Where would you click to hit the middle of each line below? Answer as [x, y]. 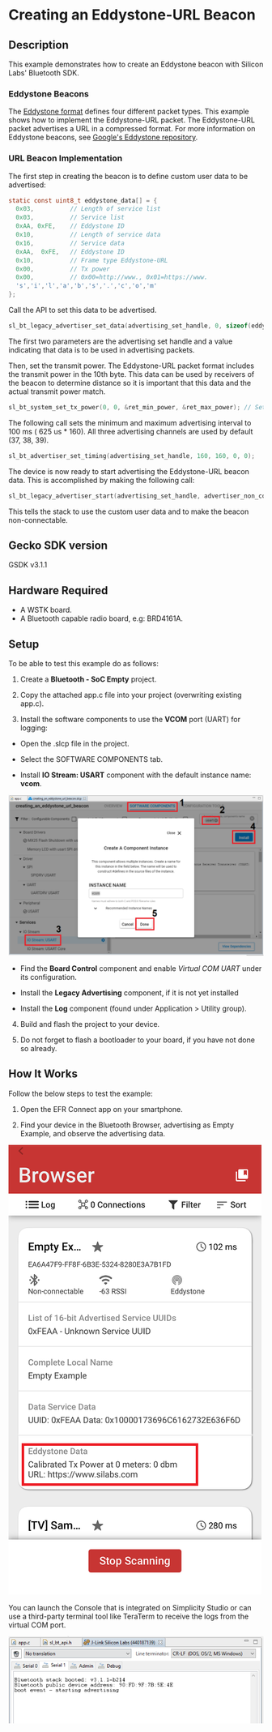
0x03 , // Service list [70, 218]
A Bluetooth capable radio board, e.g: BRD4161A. [102, 618]
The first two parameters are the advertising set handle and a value [121, 341]
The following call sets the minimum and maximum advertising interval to [130, 422]
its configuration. [48, 977]
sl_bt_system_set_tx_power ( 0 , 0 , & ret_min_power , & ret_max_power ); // [130, 407]
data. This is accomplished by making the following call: [102, 480]
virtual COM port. [37, 1625]
